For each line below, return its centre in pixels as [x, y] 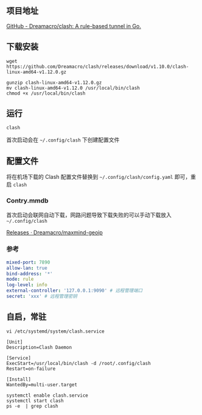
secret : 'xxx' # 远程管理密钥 [42, 297]
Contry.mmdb [27, 201]
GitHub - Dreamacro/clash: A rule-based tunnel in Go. [74, 26]
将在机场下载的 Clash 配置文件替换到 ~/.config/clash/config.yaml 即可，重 [101, 177]
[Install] [19, 379]
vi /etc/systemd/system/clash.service [55, 331]
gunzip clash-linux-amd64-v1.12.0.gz [54, 82]
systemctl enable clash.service [47, 395]
